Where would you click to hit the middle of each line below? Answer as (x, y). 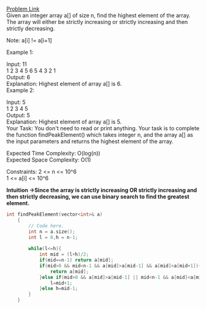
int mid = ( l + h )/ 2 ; (64, 254)
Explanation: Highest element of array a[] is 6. (64, 84)
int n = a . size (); (52, 232)
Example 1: (20, 52)
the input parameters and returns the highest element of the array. (90, 141)
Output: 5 (18, 115)
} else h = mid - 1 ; (59, 289)
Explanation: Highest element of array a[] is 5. (64, 122)
